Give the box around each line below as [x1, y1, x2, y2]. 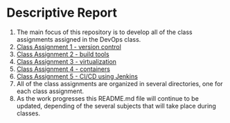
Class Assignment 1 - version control [16, 42, 122, 51]
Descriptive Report [6, 5, 118, 21]
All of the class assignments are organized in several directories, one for [16, 79, 223, 88]
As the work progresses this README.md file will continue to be [16, 94, 199, 102]
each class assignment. [16, 87, 85, 95]
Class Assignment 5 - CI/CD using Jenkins [16, 72, 138, 81]
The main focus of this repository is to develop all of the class [16, 28, 193, 36]
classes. [16, 109, 41, 117]
